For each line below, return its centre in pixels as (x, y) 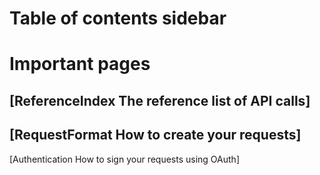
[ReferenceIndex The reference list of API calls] (160, 100)
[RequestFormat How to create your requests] (155, 135)
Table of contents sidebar (118, 18)
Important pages (80, 64)
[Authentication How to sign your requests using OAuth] (124, 159)
